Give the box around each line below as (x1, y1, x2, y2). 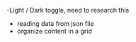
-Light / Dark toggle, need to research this (6, 6, 130, 14)
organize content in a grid (16, 27, 93, 35)
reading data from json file (16, 20, 94, 27)
